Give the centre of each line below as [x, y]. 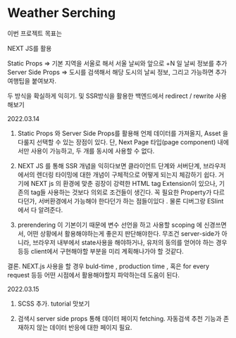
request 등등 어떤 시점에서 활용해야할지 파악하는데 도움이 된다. [93, 275]
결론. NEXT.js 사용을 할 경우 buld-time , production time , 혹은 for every [108, 266]
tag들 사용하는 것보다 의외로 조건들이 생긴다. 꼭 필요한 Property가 [121, 192]
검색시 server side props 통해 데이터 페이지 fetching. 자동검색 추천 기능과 [119, 318]
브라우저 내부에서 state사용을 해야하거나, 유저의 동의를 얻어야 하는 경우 [130, 242]
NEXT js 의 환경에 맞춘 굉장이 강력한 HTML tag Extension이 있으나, [124, 183]
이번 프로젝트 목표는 [35, 33]
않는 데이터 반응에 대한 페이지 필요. [84, 327]
